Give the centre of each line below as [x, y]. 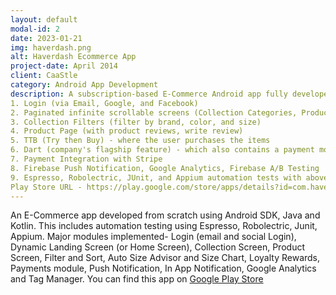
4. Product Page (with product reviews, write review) [127, 131]
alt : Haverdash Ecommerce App [73, 57]
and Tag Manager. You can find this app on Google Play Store [137, 279]
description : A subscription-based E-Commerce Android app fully [149, 94]
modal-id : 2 [35, 29]
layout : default [44, 19]
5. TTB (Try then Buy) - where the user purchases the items [140, 141]
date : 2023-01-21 [46, 38]
